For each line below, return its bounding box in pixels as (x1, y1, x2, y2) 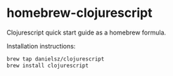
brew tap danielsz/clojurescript (6, 55, 105, 63)
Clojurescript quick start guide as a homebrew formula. (6, 28, 167, 37)
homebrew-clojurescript (6, 5, 153, 21)
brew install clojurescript (6, 62, 89, 69)
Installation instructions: (6, 42, 76, 50)
